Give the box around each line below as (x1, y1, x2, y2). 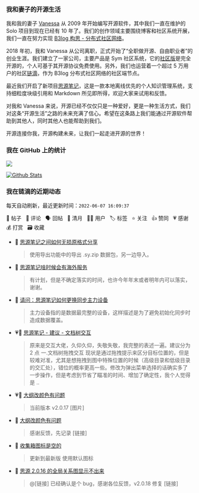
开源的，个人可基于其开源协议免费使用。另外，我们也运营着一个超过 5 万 (6, 62, 184, 70)
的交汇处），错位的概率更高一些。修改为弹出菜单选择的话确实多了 (29, 364, 188, 371)
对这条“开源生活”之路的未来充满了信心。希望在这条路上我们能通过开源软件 (6, 110, 188, 117)
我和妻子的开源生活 (6, 5, 61, 13)
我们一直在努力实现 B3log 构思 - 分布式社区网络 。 (6, 34, 127, 42)
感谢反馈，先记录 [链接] (29, 429, 87, 437)
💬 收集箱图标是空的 (14, 442, 62, 449)
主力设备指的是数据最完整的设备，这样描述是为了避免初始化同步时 (29, 309, 191, 316)
